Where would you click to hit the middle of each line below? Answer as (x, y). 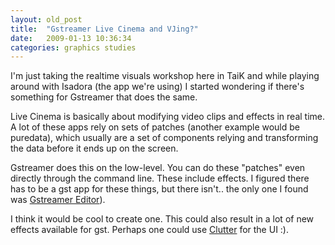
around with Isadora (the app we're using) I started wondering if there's (157, 87)
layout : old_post (46, 19)
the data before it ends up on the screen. (94, 148)
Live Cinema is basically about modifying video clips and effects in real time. (168, 117)
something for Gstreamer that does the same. (104, 97)
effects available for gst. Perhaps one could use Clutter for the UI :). (150, 230)
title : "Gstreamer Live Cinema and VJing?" (104, 29)
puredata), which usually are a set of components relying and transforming (164, 138)
